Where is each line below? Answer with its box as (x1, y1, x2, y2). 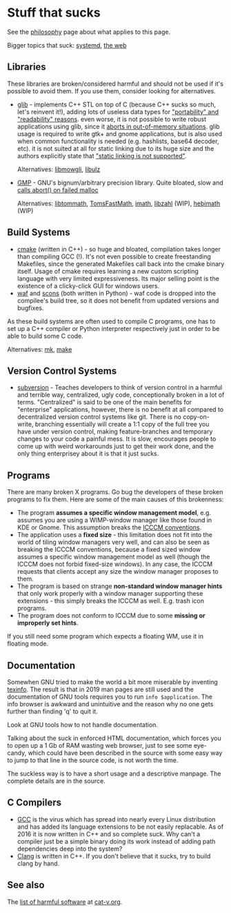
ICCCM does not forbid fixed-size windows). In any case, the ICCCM (17, 560, 213, 568)
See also (7, 879, 45, 891)
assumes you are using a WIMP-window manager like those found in (17, 516, 212, 525)
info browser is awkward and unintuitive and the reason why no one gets (7, 700, 214, 708)
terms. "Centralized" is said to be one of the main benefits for (17, 398, 192, 406)
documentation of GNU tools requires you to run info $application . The (7, 693, 212, 701)
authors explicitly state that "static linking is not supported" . (17, 151, 187, 160)
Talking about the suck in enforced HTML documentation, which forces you (7, 734, 222, 742)
